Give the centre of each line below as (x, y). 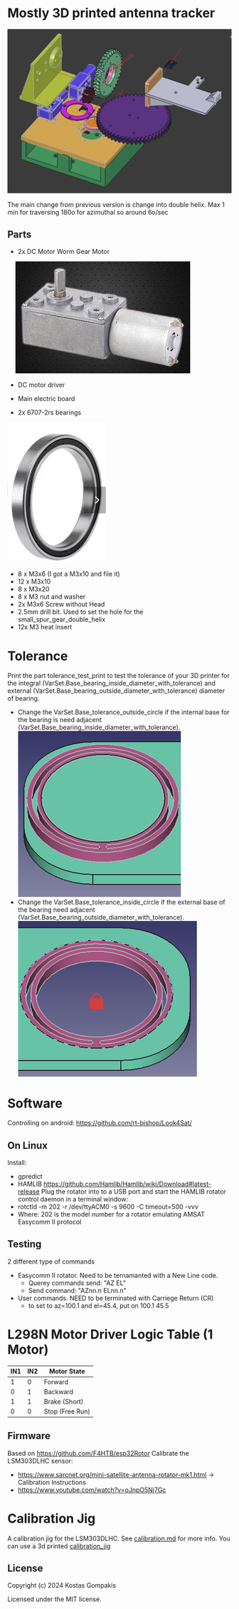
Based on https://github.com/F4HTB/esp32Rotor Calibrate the (99, 1453)
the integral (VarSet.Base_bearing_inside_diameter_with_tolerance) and (111, 684)
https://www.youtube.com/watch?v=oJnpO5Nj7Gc (92, 1490)
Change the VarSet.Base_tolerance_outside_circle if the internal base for (123, 712)
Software (35, 1103)
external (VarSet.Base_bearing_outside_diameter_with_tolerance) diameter (116, 691)
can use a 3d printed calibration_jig (59, 1545)
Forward (56, 1381)
